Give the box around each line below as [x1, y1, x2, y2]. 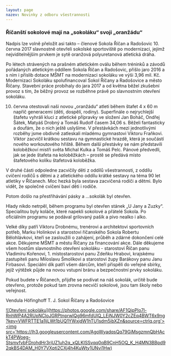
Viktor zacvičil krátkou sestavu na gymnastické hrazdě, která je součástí [13, 136, 164, 142]
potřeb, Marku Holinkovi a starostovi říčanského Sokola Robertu [6, 229, 139, 235]
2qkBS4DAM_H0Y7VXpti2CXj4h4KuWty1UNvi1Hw [6, 345, 111, 351]
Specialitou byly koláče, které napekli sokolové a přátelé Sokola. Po [6, 208, 147, 214]
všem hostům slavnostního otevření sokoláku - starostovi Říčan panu [6, 245, 150, 251]
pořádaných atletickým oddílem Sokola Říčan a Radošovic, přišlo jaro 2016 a [6, 67, 165, 73]
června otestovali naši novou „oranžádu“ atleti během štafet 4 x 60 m [13, 103, 158, 109]
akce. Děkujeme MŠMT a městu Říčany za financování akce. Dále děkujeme [6, 240, 164, 246]
